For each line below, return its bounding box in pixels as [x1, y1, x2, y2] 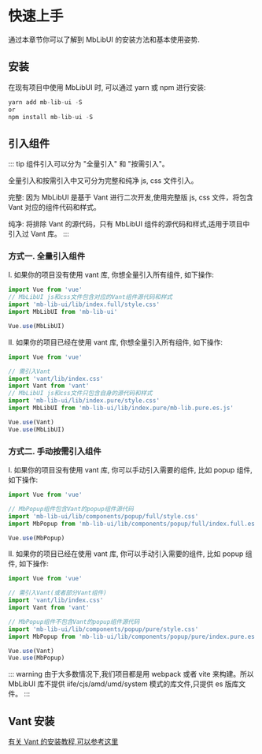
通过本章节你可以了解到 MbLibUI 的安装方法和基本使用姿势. [8, 35, 201, 44]
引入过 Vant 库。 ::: [8, 230, 69, 239]
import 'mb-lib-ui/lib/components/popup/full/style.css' [8, 512, 199, 521]
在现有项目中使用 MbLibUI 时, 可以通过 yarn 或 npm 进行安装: [8, 82, 206, 91]
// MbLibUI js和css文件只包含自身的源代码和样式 [8, 390, 153, 398]
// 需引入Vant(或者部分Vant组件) [8, 589, 108, 597]
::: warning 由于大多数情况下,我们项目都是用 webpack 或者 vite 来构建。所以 [8, 670, 254, 679]
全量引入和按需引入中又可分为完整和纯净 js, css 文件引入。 [8, 176, 198, 185]
